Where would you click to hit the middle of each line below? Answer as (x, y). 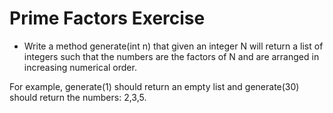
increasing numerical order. (80, 67)
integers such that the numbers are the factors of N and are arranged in (171, 56)
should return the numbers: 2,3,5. (78, 97)
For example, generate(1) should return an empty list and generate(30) (154, 86)
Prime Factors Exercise (107, 18)
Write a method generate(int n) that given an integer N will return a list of (173, 46)
